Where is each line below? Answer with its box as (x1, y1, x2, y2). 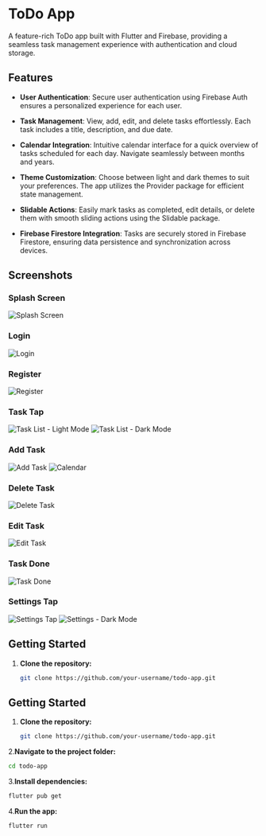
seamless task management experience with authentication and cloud (8, 39, 237, 49)
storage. (8, 48, 36, 57)
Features (8, 71, 53, 84)
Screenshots (8, 268, 73, 283)
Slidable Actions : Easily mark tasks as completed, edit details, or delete (19, 205, 256, 214)
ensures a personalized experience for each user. (19, 100, 183, 110)
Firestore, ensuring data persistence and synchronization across (19, 236, 231, 247)
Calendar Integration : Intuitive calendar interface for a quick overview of (19, 140, 259, 150)
